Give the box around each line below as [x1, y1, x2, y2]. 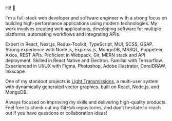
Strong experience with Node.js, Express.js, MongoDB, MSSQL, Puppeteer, [5, 47, 164, 52]
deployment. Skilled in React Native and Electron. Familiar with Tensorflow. [5, 57, 163, 64]
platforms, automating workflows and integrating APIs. [5, 31, 121, 37]
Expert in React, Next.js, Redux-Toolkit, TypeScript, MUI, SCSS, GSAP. [5, 41, 154, 47]
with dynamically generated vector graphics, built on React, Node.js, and [5, 84, 159, 90]
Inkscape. [5, 68, 26, 74]
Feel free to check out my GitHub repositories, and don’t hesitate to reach [5, 105, 161, 110]
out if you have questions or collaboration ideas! [5, 110, 107, 116]
